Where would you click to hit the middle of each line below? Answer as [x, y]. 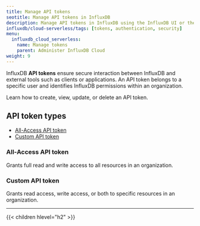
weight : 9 [18, 56]
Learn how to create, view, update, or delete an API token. [77, 97]
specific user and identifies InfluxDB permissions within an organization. [95, 86]
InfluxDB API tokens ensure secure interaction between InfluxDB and [91, 73]
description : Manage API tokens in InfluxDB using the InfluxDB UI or [96, 23]
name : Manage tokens [42, 45]
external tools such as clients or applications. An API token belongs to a [94, 79]
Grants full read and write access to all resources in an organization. [90, 165]
